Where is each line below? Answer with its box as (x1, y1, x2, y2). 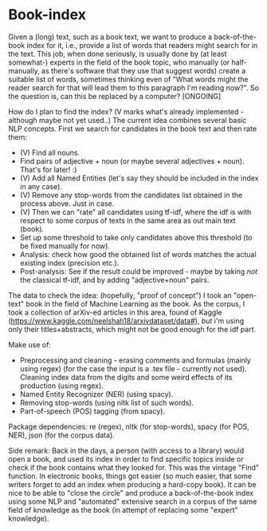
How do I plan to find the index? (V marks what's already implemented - (8, 106, 245, 117)
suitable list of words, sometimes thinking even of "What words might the (8, 74, 249, 84)
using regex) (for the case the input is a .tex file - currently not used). (19, 363, 247, 373)
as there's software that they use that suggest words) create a (41, 65, 246, 75)
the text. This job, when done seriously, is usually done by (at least (8, 49, 227, 58)
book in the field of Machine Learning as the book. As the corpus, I (26, 299, 245, 308)
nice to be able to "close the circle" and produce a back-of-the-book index (8, 488, 253, 497)
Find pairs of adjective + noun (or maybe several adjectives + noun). (19, 156, 245, 165)
